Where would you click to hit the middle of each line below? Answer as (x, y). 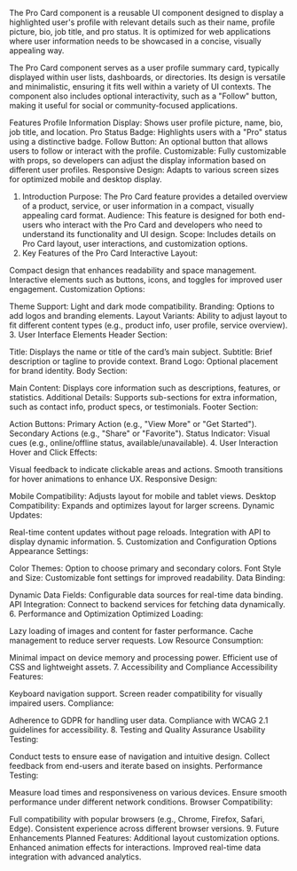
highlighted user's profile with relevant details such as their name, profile (142, 22)
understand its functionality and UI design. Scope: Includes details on (149, 234)
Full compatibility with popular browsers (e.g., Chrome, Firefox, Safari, (137, 819)
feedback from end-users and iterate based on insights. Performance (136, 766)
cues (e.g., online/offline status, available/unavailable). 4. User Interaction (144, 443)
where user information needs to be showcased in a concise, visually (135, 41)
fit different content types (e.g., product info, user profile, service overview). (148, 325)
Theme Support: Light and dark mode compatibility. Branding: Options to (142, 306)
